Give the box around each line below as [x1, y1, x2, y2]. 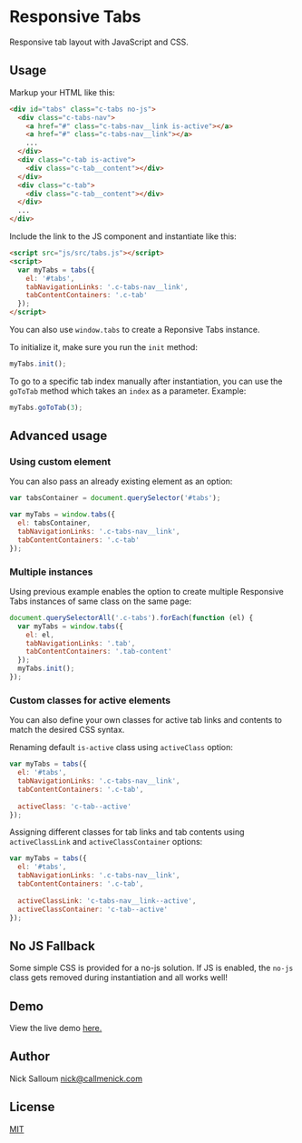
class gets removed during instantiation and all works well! [9, 972, 229, 983]
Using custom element [9, 456, 112, 468]
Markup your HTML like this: [9, 86, 115, 97]
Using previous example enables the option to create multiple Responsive [9, 586, 284, 597]
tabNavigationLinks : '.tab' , [25, 638, 136, 647]
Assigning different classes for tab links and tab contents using [9, 827, 245, 837]
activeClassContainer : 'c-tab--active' [17, 905, 169, 914]
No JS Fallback [9, 938, 95, 954]
